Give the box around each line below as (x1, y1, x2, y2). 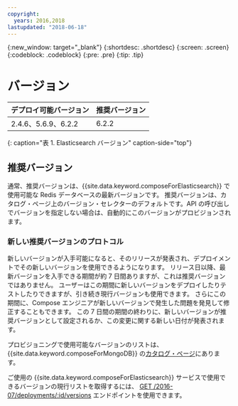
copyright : (7, 10, 40, 18)
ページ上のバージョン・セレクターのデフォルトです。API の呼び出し (31, 200, 229, 208)
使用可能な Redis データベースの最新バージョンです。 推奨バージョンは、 (7, 191, 221, 199)
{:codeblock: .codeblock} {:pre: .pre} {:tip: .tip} (7, 50, 144, 59)
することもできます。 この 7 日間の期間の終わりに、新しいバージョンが (13, 307, 221, 316)
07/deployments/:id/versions (7, 391, 92, 400)
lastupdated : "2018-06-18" (7, 23, 87, 31)
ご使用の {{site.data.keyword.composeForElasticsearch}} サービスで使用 (7, 373, 220, 382)
